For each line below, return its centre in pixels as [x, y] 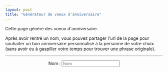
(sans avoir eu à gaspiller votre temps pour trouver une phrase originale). [80, 49]
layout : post [19, 10]
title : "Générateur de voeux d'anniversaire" [53, 14]
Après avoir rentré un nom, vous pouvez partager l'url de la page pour [77, 38]
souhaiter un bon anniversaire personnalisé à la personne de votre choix [79, 43]
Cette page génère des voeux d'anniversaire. [52, 28]
